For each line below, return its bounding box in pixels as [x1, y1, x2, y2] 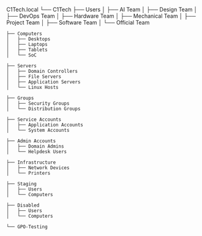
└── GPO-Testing [6, 224, 48, 230]
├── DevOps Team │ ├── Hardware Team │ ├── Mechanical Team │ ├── [6, 12, 196, 20]
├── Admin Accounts [6, 138, 56, 144]
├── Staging [6, 181, 37, 187]
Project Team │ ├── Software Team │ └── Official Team [6, 19, 150, 26]
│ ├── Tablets [6, 47, 48, 53]
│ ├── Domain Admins [6, 143, 64, 150]
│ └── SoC [6, 52, 37, 58]
